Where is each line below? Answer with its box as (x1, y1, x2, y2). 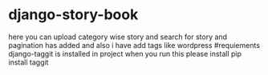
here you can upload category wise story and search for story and (8, 32, 227, 41)
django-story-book (8, 6, 139, 24)
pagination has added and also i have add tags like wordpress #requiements (8, 40, 261, 49)
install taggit (8, 57, 49, 67)
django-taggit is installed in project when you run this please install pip (8, 49, 242, 58)
